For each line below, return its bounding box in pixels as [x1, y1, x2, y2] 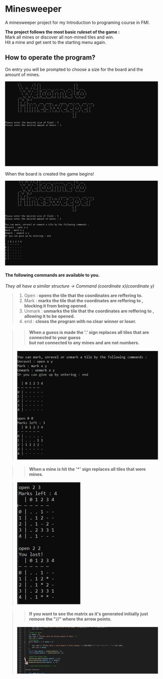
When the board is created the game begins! [5, 171, 95, 176]
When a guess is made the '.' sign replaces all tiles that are [29, 330, 149, 335]
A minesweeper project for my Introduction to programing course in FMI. [5, 19, 150, 25]
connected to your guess [29, 335, 81, 341]
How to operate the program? [5, 54, 96, 62]
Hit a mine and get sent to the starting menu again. [5, 39, 107, 45]
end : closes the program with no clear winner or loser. [24, 318, 137, 324]
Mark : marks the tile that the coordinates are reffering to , [24, 297, 143, 303]
